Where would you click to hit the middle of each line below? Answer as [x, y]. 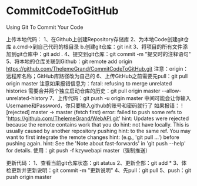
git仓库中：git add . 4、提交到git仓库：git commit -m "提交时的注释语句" [103, 54]
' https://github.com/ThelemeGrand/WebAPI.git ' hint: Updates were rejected [98, 118]
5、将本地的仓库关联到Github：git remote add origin [69, 61]
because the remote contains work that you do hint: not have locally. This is [98, 124]
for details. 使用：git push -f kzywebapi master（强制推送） [79, 150]
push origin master [29, 177]
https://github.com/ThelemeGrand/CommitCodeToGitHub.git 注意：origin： [97, 68]
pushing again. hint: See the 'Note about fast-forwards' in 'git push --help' [96, 143]
